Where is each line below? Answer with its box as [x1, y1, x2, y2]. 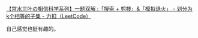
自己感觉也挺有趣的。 [6, 26, 59, 32]
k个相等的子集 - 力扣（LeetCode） [6, 12, 92, 20]
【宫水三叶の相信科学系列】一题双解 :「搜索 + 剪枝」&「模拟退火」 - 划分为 [6, 5, 193, 12]
